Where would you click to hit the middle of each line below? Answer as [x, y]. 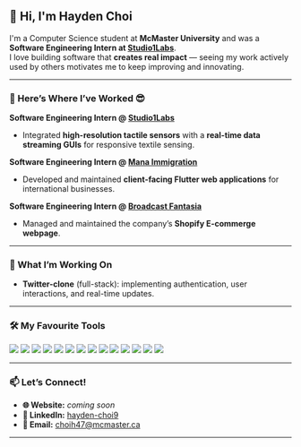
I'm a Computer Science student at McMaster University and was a [134, 38]
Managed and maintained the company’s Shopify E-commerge [139, 224]
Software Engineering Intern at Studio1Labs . [93, 47]
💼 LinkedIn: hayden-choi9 [70, 415]
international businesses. [68, 189]
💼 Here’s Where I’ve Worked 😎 [77, 98]
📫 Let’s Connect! [48, 382]
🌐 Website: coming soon [69, 405]
